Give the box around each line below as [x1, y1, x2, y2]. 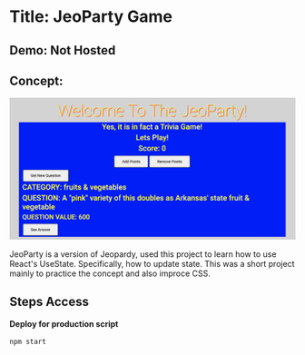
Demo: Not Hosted [9, 43, 116, 58]
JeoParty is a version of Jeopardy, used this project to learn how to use [9, 248, 277, 260]
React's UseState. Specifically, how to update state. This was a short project [9, 258, 295, 269]
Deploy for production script [9, 318, 119, 329]
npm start [9, 337, 47, 346]
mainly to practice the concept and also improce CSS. [9, 268, 212, 279]
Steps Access [9, 294, 89, 310]
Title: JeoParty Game [9, 6, 172, 27]
